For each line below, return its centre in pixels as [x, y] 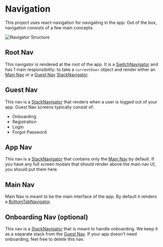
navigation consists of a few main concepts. [49, 27]
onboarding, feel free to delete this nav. [45, 239]
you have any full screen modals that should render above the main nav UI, [81, 164]
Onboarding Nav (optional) [47, 217]
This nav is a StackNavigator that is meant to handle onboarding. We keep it [81, 229]
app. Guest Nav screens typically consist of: [50, 107]
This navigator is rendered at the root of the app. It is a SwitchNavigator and [81, 64]
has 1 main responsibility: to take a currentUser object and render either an [80, 69]
